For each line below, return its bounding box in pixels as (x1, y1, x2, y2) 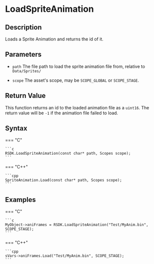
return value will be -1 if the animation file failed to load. (5, 110, 118, 116)
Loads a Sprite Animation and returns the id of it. (5, 36, 104, 42)
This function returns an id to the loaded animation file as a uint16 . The (5, 104, 149, 110)
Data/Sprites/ (12, 68, 41, 73)
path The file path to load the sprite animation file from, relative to (12, 63, 145, 69)
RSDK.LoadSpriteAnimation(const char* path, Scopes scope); (5, 151, 131, 156)
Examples (5, 196, 36, 204)
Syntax (5, 124, 28, 132)
